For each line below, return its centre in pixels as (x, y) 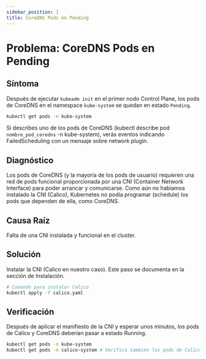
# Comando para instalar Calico (48, 287)
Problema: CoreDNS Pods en (81, 48)
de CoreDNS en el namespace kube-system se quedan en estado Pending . (99, 105)
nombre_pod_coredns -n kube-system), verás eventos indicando (86, 134)
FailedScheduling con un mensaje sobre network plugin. (77, 141)
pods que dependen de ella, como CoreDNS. (63, 201)
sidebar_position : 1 (33, 12)
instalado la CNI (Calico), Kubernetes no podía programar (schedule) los (97, 195)
